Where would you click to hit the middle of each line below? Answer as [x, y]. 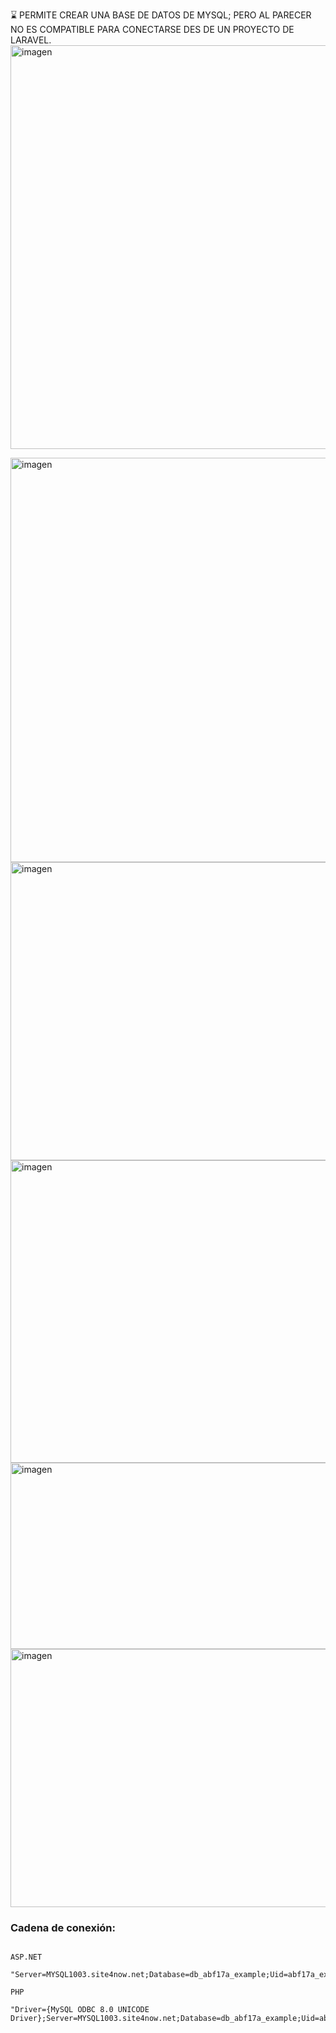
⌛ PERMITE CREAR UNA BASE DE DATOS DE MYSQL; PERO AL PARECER [161, 15]
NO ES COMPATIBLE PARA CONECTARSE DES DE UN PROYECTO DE [152, 29]
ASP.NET [26, 1957]
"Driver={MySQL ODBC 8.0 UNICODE [80, 2010]
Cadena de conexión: [63, 1927]
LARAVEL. [31, 40]
